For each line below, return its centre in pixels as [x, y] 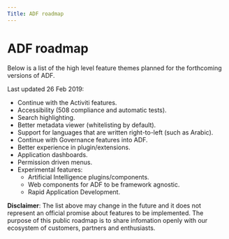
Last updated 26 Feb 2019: [46, 89]
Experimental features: [50, 170]
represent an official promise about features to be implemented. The [105, 213]
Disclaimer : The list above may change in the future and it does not [104, 205]
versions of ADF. [31, 75]
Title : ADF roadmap [36, 14]
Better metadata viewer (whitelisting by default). [87, 125]
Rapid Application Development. [74, 192]
